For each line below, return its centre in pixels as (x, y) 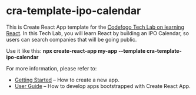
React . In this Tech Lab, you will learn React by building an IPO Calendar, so (98, 33)
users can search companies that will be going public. (72, 39)
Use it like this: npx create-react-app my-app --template (76, 50)
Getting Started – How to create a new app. (67, 80)
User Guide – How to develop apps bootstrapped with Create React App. (102, 86)
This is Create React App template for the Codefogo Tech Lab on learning (95, 27)
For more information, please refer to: (52, 68)
